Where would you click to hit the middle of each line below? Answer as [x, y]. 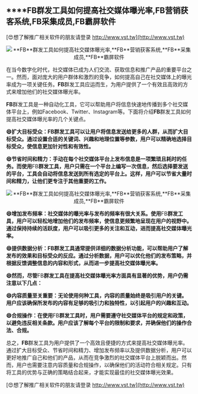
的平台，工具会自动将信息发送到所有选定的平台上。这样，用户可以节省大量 [96, 174]
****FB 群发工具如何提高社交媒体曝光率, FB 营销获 [97, 11]
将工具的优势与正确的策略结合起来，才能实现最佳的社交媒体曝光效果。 [91, 372]
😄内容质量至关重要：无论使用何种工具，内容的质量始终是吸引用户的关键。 [97, 295]
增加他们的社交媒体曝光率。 [50, 92]
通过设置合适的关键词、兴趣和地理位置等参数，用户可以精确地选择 [106, 139]
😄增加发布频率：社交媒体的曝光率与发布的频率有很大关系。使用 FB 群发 [92, 213]
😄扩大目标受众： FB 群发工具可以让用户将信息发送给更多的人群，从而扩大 [95, 131]
